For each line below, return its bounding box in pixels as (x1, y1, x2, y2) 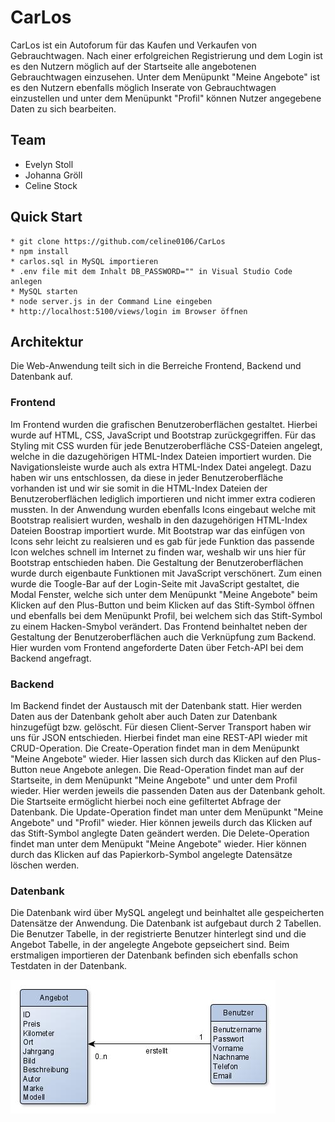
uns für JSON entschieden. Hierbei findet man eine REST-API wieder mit (10, 731, 308, 743)
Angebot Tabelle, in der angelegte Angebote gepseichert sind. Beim (10, 939, 290, 951)
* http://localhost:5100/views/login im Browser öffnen (10, 306, 248, 316)
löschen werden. (10, 859, 80, 871)
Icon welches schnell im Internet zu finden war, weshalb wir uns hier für (10, 546, 307, 558)
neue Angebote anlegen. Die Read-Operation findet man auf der (39, 763, 305, 775)
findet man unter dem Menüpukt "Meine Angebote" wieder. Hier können (10, 837, 307, 850)
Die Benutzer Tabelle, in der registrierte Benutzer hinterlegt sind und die (10, 928, 307, 940)
